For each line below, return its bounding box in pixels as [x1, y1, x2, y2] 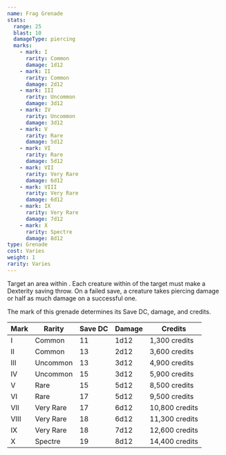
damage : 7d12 [25, 215, 64, 222]
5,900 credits [149, 369, 194, 378]
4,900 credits [149, 358, 194, 367]
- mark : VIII [19, 184, 57, 191]
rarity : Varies [7, 260, 51, 267]
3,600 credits [149, 347, 194, 356]
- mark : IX [19, 203, 51, 210]
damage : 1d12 [25, 61, 64, 68]
